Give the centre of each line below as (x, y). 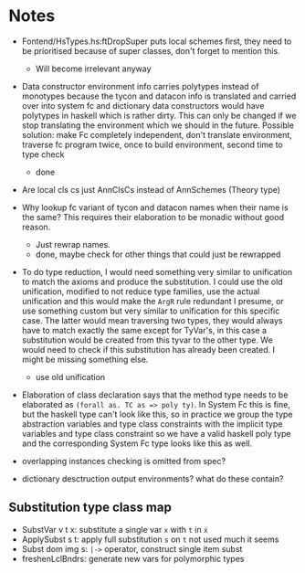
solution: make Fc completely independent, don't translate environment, (157, 134)
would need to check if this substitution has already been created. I (148, 349)
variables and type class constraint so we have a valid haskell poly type (156, 433)
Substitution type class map (90, 508)
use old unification (70, 377)
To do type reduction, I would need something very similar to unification (157, 271)
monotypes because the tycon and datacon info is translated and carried (159, 96)
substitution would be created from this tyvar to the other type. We (147, 340)
